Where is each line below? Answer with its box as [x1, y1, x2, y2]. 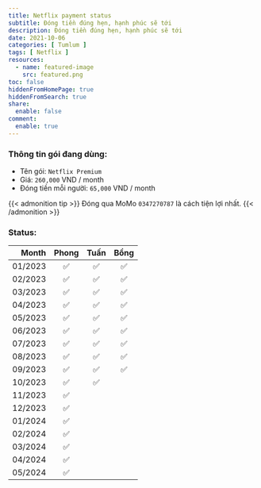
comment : [8, 115, 37, 123]
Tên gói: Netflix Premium [19, 167, 102, 176]
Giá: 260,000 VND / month [19, 175, 105, 185]
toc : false [8, 78, 44, 86]
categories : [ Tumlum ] [8, 41, 87, 49]
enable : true [15, 122, 59, 130]
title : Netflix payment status [8, 11, 112, 20]
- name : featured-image [15, 63, 94, 71]
